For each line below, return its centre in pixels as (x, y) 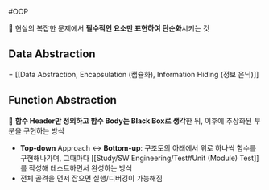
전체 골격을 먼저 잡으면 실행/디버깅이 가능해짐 (91, 178)
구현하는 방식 (43, 130)
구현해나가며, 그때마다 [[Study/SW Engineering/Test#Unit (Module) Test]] (139, 158)
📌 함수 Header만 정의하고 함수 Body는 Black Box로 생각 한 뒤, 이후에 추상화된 (130, 121)
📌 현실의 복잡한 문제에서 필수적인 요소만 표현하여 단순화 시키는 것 (109, 28)
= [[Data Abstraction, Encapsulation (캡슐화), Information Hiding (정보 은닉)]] (134, 74)
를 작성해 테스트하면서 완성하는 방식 (76, 167)
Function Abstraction (62, 100)
